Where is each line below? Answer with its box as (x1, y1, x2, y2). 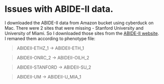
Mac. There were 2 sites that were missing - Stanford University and (4, 25, 144, 31)
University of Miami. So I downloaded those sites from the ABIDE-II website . (4, 30, 159, 36)
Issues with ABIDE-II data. (4, 3, 114, 15)
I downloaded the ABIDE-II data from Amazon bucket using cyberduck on (4, 20, 154, 26)
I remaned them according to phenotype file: (4, 36, 96, 42)
